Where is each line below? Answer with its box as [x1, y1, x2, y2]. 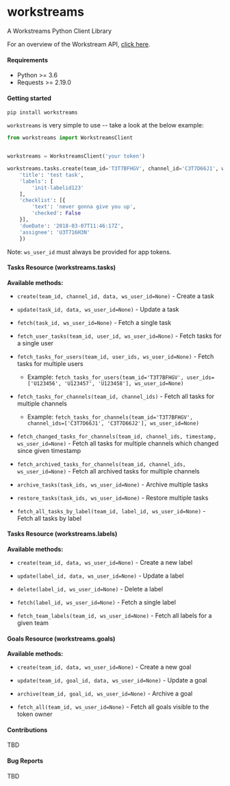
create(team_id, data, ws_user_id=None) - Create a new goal [16, 663, 192, 672]
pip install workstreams [7, 109, 78, 116]
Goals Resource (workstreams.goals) [7, 635, 116, 643]
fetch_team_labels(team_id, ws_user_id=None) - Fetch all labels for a [16, 611, 212, 619]
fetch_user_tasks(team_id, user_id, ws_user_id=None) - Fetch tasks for [16, 332, 222, 340]
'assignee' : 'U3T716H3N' [19, 229, 90, 236]
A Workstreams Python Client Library [7, 27, 112, 35]
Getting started [7, 94, 51, 102]
